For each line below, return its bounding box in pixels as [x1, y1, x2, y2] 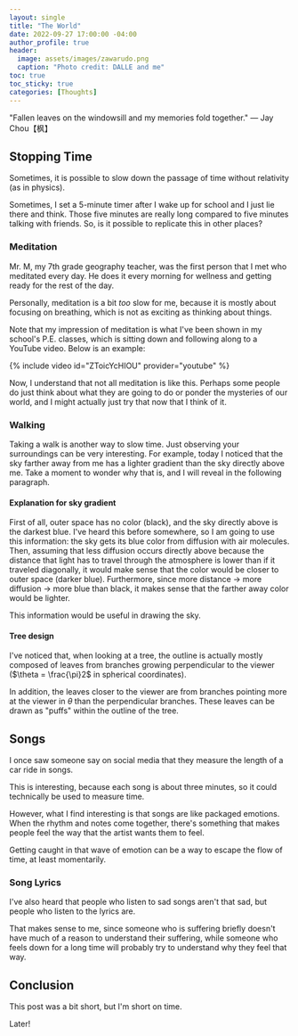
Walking [9, 418, 46, 431]
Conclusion [9, 977, 75, 992]
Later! [9, 1018, 31, 1030]
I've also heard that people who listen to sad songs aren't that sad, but [9, 897, 268, 908]
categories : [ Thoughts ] [9, 87, 98, 96]
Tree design [9, 630, 55, 641]
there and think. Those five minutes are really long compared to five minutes [9, 209, 289, 219]
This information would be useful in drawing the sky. [9, 610, 202, 621]
